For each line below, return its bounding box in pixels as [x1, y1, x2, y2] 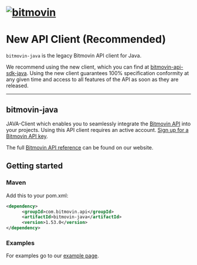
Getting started [6, 161, 63, 171]
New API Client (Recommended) [6, 33, 166, 46]
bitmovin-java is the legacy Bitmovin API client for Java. [6, 52, 142, 59]
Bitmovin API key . [6, 132, 48, 140]
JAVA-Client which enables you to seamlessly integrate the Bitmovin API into [6, 120, 191, 127]
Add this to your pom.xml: [6, 192, 69, 199]
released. [6, 82, 29, 89]
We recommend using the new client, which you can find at [6, 63, 150, 70]
